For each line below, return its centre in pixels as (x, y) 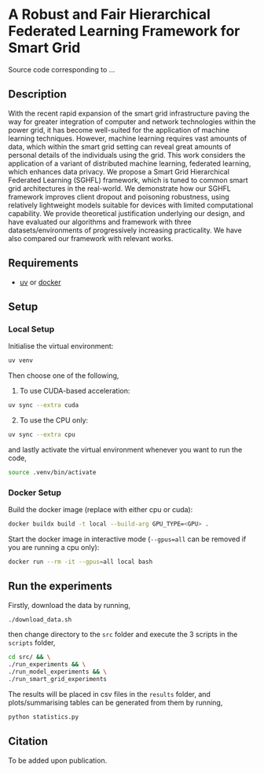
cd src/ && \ (29, 658)
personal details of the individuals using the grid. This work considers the (127, 155)
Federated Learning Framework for (124, 31)
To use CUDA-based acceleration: (75, 391)
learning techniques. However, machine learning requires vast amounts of (128, 138)
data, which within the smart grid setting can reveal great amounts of (120, 146)
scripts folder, (32, 643)
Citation (28, 741)
